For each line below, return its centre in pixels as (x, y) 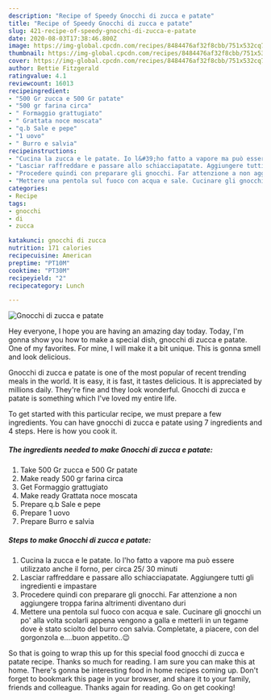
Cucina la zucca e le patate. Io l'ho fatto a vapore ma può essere (127, 560)
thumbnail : (27, 53)
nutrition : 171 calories (50, 248)
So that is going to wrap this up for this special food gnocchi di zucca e (127, 653)
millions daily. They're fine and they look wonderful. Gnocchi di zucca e (127, 390)
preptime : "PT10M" (39, 263)
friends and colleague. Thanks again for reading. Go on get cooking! (122, 688)
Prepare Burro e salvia (57, 522)
